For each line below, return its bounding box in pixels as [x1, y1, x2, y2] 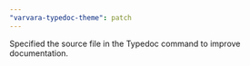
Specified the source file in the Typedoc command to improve [9, 38, 241, 49]
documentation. [9, 47, 69, 59]
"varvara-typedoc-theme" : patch [9, 13, 132, 23]
